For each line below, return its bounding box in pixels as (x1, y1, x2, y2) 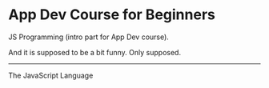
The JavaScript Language (8, 70, 94, 80)
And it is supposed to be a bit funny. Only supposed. (8, 47, 182, 57)
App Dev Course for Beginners (8, 6, 216, 24)
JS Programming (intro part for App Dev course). (8, 32, 170, 42)
